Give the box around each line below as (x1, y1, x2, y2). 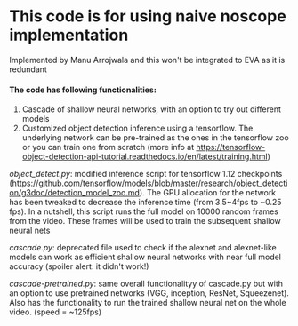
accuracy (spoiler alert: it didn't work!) (9, 261, 149, 272)
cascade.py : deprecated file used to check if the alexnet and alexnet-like (9, 243, 278, 253)
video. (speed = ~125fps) (9, 306, 102, 317)
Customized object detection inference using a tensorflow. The (21, 123, 254, 134)
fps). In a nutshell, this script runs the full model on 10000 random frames (9, 206, 278, 217)
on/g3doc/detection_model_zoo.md (9, 187, 141, 198)
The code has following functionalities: (9, 84, 157, 95)
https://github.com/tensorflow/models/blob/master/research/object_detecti (12, 178, 288, 188)
